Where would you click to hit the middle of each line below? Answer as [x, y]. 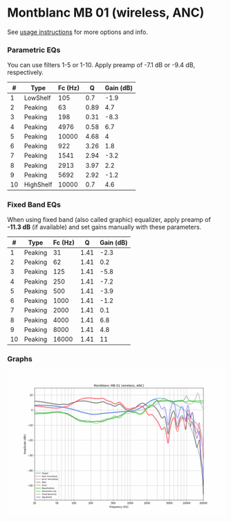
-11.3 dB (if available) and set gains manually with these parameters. [104, 227]
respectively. [25, 72]
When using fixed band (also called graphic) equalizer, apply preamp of [109, 220]
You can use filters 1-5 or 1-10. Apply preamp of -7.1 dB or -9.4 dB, [101, 65]
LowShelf [37, 98]
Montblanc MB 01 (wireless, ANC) [106, 13]
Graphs [20, 359]
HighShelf [38, 184]
